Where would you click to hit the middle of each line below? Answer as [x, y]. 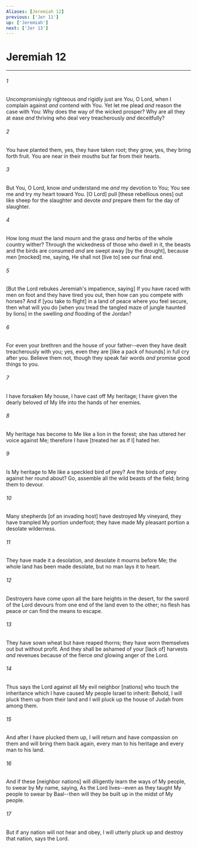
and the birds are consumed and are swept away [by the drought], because [97, 251]
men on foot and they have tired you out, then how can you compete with [95, 295]
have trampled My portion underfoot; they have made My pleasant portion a [98, 522]
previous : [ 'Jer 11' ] [33, 17]
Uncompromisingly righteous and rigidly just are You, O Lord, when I [89, 99]
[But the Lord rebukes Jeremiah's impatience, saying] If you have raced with [98, 289]
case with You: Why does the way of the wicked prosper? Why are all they [96, 112]
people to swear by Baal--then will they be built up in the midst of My [90, 794]
